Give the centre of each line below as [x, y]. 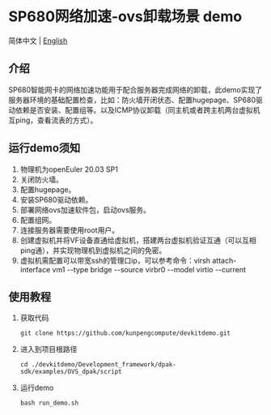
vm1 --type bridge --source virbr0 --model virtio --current [149, 269]
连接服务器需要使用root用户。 [70, 230]
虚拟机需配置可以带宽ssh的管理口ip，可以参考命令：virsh [115, 260]
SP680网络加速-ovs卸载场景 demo [125, 17]
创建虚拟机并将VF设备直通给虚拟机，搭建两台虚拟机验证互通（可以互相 [138, 240]
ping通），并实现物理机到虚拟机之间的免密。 [93, 250]
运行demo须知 [44, 148]
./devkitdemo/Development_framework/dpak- [104, 365]
